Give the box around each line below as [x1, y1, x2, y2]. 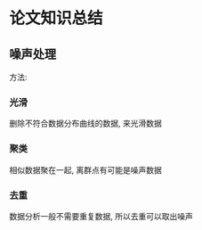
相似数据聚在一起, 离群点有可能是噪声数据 [9, 164, 162, 175]
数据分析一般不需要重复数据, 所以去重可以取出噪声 [9, 210, 193, 221]
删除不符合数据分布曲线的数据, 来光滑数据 [9, 118, 162, 129]
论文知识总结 [9, 8, 104, 29]
